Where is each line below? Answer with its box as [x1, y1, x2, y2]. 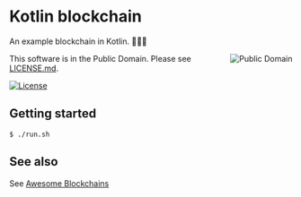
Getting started [9, 106, 97, 122]
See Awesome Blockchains [9, 177, 110, 189]
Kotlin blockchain [9, 6, 142, 27]
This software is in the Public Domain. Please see [9, 53, 191, 64]
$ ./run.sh [9, 130, 50, 139]
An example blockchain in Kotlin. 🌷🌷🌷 [9, 36, 148, 47]
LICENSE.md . [9, 63, 59, 73]
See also [9, 154, 58, 169]
